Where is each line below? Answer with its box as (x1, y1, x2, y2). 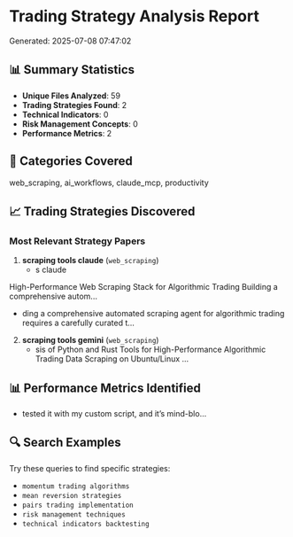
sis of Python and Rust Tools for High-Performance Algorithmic (35, 344, 266, 355)
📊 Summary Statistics (9, 62, 135, 77)
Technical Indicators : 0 (21, 109, 109, 120)
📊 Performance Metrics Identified (9, 380, 201, 395)
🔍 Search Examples (9, 435, 121, 450)
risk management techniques (21, 510, 126, 519)
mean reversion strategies (21, 491, 122, 500)
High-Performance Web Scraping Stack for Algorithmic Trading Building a (9, 282, 279, 292)
